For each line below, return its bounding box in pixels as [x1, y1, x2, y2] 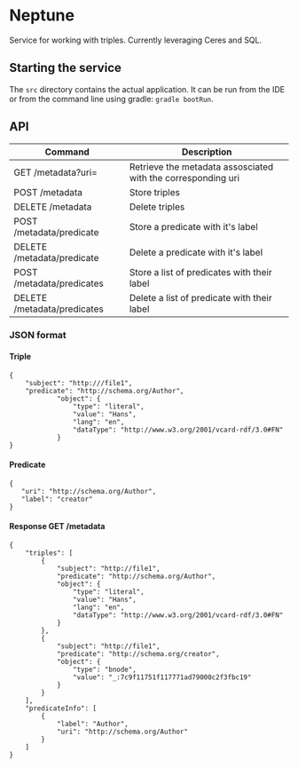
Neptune [9, 5, 75, 26]
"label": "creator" [20, 495, 93, 503]
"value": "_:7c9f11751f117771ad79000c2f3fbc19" [72, 673, 252, 682]
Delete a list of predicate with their [129, 291, 272, 304]
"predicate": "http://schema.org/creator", [56, 650, 220, 659]
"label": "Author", [56, 720, 129, 729]
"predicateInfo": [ [25, 704, 98, 713]
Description [181, 146, 232, 158]
